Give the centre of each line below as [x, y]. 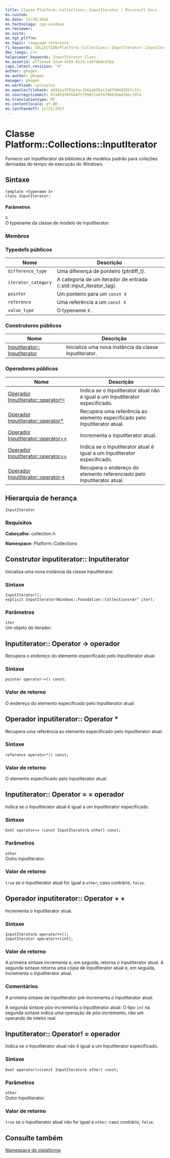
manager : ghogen [22, 81]
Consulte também [34, 1138]
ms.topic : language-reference [37, 43]
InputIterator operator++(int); [39, 939]
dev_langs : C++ [21, 52]
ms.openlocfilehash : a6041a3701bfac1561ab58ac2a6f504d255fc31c [73, 90]
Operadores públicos [32, 369]
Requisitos [18, 523]
